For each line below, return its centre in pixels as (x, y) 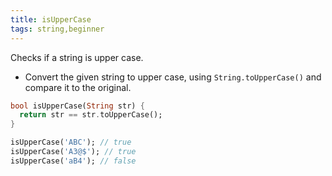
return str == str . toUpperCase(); (91, 115)
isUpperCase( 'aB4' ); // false (73, 161)
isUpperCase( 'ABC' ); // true (71, 142)
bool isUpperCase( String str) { (77, 106)
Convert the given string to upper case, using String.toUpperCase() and (173, 77)
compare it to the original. (78, 87)
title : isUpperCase (51, 19)
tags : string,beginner (57, 29)
